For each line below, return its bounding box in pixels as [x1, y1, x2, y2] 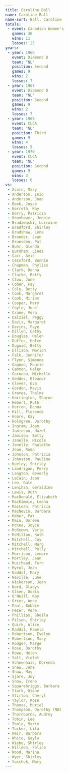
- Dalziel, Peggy [7, 315, 44, 320]
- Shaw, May [7, 669, 33, 674]
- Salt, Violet [7, 655, 39, 660]
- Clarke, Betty [7, 272, 42, 277]
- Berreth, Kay [7, 206, 39, 211]
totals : [5, 21, 22, 27]
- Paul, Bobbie [7, 603, 39, 608]
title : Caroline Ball [5, 7, 51, 13]
